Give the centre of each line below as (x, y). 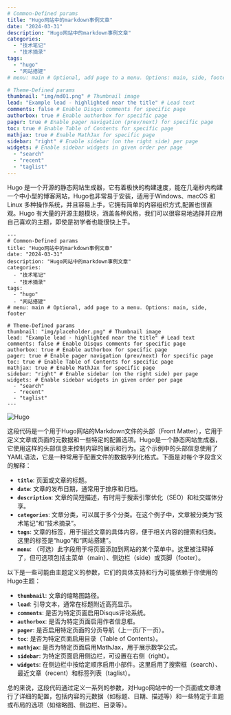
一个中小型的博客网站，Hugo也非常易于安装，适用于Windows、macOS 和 (111, 196)
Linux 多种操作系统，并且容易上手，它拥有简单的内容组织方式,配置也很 (107, 205)
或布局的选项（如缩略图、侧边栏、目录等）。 (69, 705)
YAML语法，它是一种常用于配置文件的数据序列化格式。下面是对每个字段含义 (115, 457)
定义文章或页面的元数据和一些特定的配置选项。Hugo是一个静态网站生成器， (114, 439)
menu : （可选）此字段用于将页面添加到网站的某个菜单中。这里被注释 (112, 549)
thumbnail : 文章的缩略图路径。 (60, 595)
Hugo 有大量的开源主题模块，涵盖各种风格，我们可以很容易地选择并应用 (121, 213)
